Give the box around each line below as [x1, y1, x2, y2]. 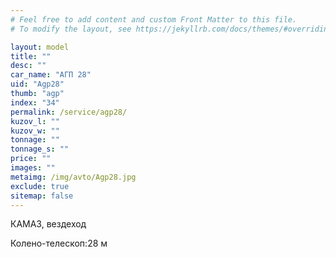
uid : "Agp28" [10, 79, 65, 90]
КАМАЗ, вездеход [10, 218, 87, 230]
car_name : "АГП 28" [10, 70, 92, 80]
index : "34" [10, 97, 60, 108]
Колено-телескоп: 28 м [10, 237, 108, 250]
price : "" [10, 154, 52, 164]
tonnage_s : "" [10, 144, 70, 155]
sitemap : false [10, 191, 74, 201]
